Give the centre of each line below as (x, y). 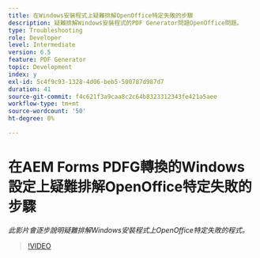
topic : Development (40, 67)
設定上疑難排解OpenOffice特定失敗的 (130, 187)
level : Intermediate (42, 45)
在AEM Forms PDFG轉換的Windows (126, 167)
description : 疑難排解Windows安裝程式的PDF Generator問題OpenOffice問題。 (126, 23)
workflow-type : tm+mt (44, 104)
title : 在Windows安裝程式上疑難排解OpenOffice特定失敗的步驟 (101, 15)
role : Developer (35, 38)
